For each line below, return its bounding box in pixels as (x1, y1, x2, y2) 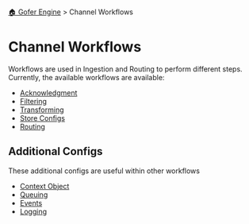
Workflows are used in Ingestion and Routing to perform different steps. (8, 64, 243, 74)
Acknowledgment (19, 87, 78, 98)
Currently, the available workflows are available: (8, 72, 165, 82)
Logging (19, 207, 48, 216)
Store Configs (19, 113, 66, 122)
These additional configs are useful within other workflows (8, 166, 201, 176)
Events (19, 198, 43, 207)
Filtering (19, 96, 48, 106)
